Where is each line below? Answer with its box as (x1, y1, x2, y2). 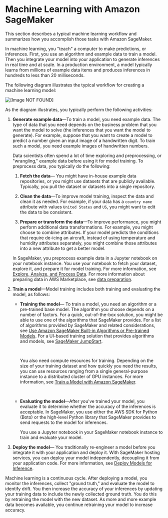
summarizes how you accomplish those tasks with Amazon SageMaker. (5, 36, 152, 42)
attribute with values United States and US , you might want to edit (19, 203, 156, 209)
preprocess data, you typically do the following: (12, 163, 111, 169)
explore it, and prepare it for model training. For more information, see (12, 265, 156, 271)
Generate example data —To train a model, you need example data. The (12, 116, 161, 122)
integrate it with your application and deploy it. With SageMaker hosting (12, 449, 160, 455)
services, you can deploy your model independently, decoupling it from (12, 454, 159, 460)
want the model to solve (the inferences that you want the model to (12, 126, 151, 133)
